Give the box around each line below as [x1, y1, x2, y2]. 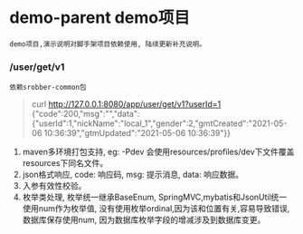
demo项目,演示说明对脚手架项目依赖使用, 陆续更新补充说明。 [9, 39, 206, 49]
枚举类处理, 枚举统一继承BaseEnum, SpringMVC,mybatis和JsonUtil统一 [22, 191, 288, 203]
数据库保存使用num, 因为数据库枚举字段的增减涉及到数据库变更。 [22, 214, 266, 226]
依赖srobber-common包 [9, 83, 87, 93]
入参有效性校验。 [22, 180, 87, 191]
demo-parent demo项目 [9, 7, 191, 28]
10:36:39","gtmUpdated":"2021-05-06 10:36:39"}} [43, 128, 231, 139]
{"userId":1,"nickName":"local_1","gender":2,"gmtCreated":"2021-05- [31, 118, 288, 129]
